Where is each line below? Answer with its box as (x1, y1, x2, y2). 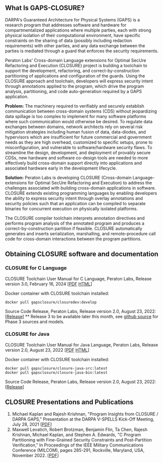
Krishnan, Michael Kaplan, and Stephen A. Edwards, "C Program (12, 431, 141, 438)
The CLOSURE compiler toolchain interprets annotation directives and (5, 215, 145, 221)
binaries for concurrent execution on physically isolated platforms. (5, 206, 138, 212)
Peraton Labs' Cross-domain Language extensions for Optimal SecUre (5, 57, 146, 63)
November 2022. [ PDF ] (12, 452, 59, 458)
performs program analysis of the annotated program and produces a (5, 220, 145, 226)
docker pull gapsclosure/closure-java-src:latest (5, 366, 108, 371)
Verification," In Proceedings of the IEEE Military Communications (12, 442, 144, 448)
